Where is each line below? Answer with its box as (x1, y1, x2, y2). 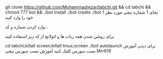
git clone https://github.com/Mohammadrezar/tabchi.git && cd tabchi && (5, 4, 151, 10)
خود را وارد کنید (5, 15, 33, 20)
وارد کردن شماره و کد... (5, 24, 49, 30)
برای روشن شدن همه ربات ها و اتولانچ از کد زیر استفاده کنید (5, 34, 114, 39)
